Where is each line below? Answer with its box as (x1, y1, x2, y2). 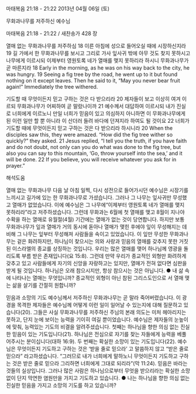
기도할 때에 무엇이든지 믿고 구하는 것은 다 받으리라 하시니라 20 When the (6, 125, 173, 132)
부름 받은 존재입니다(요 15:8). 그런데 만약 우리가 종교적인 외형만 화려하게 (21, 253, 187, 259)
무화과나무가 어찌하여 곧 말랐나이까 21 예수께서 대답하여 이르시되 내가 (16, 103, 176, 109)
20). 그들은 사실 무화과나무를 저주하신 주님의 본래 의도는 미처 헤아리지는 (22, 309, 187, 316)
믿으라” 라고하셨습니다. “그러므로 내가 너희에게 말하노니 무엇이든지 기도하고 (6, 352, 178, 360)
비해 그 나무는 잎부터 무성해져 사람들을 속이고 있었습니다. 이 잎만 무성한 (6, 230, 169, 237)
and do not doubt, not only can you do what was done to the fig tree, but (6, 144, 181, 150)
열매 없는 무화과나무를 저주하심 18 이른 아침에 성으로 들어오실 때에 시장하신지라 (6, 43, 186, 49)
